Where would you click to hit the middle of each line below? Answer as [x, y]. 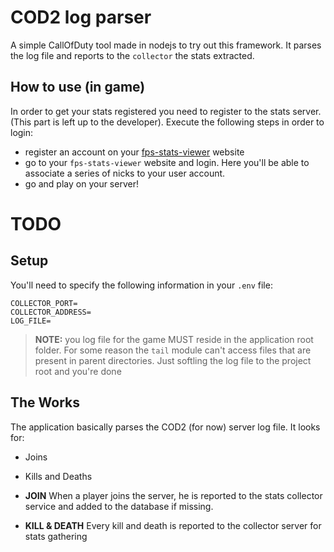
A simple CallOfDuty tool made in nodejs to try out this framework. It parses [166, 45]
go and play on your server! [81, 183]
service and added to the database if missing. [119, 506]
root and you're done [78, 371]
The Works [45, 402]
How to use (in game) [78, 87]
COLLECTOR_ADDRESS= [51, 312]
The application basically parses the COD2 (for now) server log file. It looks [165, 427]
